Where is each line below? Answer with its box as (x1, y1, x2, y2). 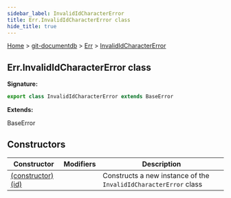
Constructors (7, 139, 66, 151)
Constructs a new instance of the (102, 170, 210, 180)
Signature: (7, 80, 38, 88)
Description (142, 159, 181, 168)
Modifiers (63, 159, 96, 168)
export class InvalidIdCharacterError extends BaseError (7, 93, 174, 100)
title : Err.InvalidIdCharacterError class (7, 16, 131, 23)
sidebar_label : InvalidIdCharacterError (7, 10, 125, 17)
